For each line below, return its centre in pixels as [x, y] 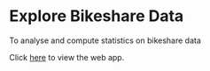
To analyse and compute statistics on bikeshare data [105, 40]
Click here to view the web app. [67, 57]
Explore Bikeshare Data [97, 16]
